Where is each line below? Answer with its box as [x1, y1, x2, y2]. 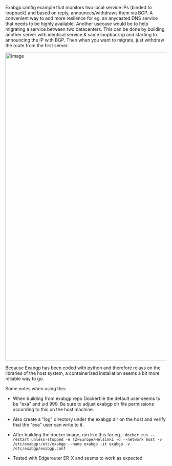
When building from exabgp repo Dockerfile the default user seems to [12, 395, 161, 401]
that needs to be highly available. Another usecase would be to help [5, 20, 148, 27]
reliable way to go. [5, 376, 45, 382]
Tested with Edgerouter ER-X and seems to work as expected [12, 455, 143, 461]
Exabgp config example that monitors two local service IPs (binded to [5, 5, 152, 10]
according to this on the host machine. [12, 407, 94, 412]
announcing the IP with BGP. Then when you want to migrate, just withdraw [5, 37, 165, 43]
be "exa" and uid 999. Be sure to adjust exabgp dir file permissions [12, 401, 155, 407]
